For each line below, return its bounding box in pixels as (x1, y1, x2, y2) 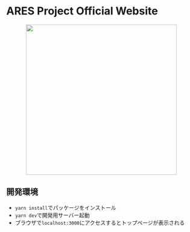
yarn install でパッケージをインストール (14, 204, 116, 211)
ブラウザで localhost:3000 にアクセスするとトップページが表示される (14, 219, 185, 226)
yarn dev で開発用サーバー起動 (14, 212, 90, 219)
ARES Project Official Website (6, 4, 158, 18)
